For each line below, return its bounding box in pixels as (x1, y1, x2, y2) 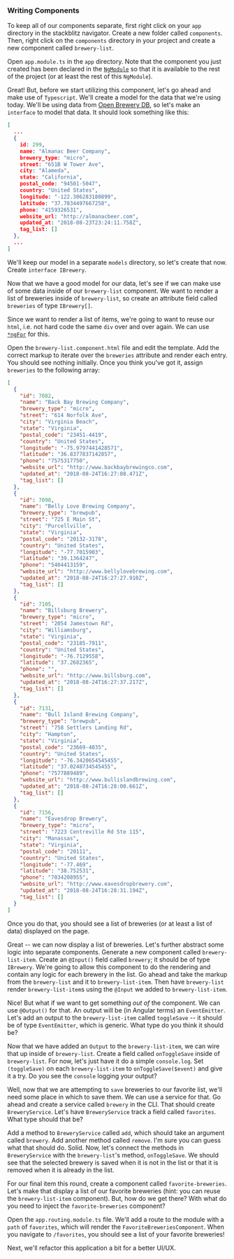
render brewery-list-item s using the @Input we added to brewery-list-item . (7, 985, 228, 993)
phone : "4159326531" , (20, 206, 82, 214)
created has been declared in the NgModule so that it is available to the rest (7, 65, 220, 74)
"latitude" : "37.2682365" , (20, 659, 98, 667)
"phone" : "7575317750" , (20, 457, 89, 464)
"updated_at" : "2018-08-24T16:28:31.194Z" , (20, 887, 149, 894)
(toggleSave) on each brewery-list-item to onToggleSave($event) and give (7, 1064, 223, 1073)
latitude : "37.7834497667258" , (20, 200, 111, 207)
